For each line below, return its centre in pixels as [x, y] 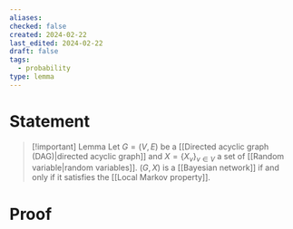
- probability [44, 69]
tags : [20, 60]
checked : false [38, 26]
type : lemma [32, 77]
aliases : [26, 18]
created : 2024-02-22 [49, 34]
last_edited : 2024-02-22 [56, 43]
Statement [50, 121]
